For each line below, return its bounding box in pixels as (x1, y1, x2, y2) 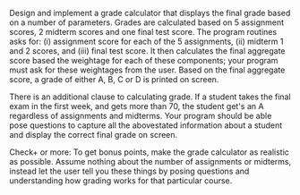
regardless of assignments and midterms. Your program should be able (9, 111, 272, 121)
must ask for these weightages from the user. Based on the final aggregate (9, 64, 286, 75)
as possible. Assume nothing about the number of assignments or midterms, (9, 157, 292, 166)
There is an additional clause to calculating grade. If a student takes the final (9, 91, 291, 102)
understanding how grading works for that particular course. (9, 175, 233, 186)
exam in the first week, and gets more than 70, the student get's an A (9, 101, 264, 111)
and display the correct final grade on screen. (9, 130, 178, 140)
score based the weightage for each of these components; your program (9, 55, 279, 65)
